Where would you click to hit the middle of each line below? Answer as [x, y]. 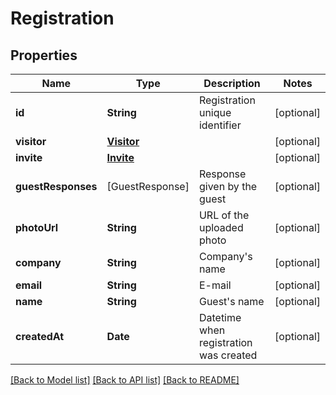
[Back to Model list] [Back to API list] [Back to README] [125, 380]
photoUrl [37, 227]
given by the [228, 186]
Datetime [220, 317]
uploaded [221, 227]
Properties [44, 55]
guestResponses [56, 186]
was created [228, 355]
